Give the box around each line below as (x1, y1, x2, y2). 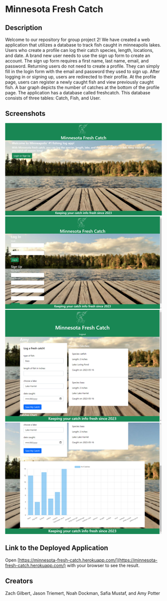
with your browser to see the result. (67, 562, 140, 568)
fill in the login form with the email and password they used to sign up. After (5, 68, 160, 74)
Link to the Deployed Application (5, 544, 108, 553)
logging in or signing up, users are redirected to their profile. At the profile (5, 74, 157, 79)
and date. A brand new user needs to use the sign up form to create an (5, 52, 151, 58)
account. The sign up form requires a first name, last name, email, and (5, 58, 149, 63)
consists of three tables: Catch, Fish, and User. (5, 95, 101, 101)
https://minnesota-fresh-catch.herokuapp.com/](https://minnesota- (19, 557, 158, 563)
